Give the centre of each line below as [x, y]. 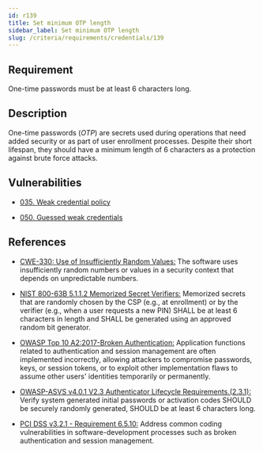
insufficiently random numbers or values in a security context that [127, 269]
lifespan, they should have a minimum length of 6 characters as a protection [132, 149]
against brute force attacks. [53, 158]
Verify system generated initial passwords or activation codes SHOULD [135, 400]
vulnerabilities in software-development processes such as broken [128, 432]
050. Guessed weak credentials [71, 217]
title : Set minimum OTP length [60, 23]
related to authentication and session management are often [118, 351]
